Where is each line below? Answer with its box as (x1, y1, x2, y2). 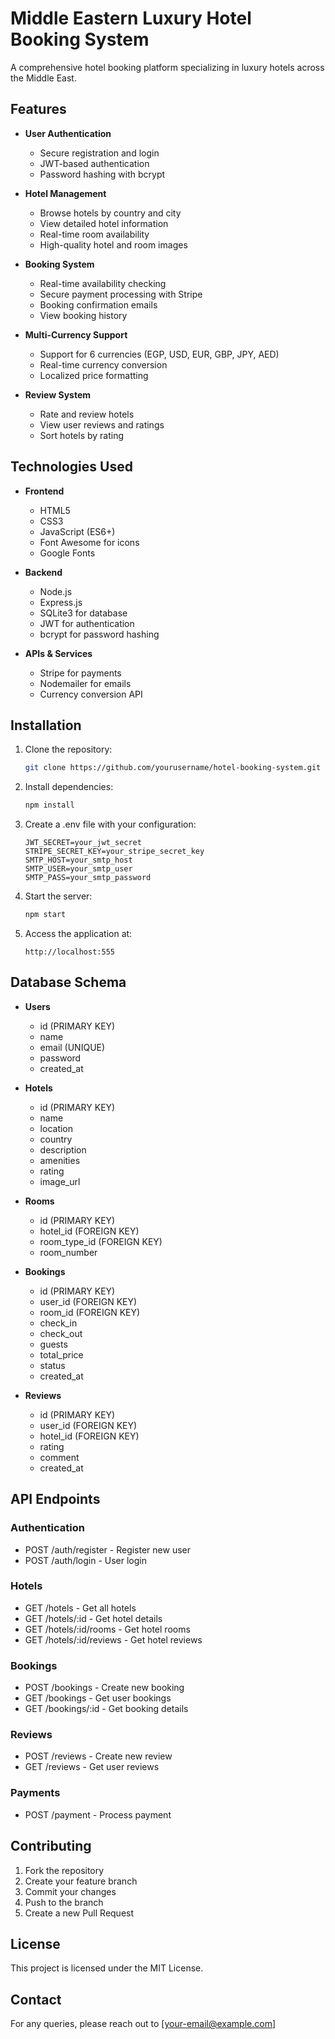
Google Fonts (39, 547, 96, 559)
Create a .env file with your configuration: (24, 818, 197, 831)
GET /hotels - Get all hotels (24, 1602, 137, 1614)
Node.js (39, 585, 73, 597)
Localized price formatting (39, 369, 149, 381)
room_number (39, 1246, 98, 1258)
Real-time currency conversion (39, 358, 168, 371)
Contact (10, 1991, 62, 2008)
